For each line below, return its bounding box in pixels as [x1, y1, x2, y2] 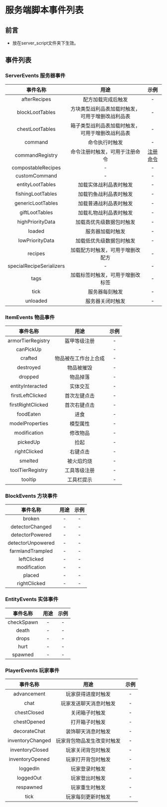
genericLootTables [14, 200, 58, 207]
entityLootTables [16, 181, 56, 188]
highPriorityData [17, 218, 56, 225]
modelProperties [9, 420, 49, 427]
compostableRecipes [11, 164, 61, 171]
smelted [19, 457, 38, 464]
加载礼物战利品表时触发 [78, 209, 133, 216]
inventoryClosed [9, 746, 49, 753]
